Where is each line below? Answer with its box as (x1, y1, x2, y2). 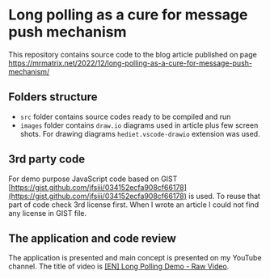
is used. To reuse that (188, 191, 261, 201)
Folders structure (8, 91, 99, 104)
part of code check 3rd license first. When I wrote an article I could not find (8, 200, 259, 209)
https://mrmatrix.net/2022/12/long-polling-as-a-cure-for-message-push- (8, 58, 253, 68)
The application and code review (8, 231, 176, 245)
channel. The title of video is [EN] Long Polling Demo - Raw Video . (8, 261, 230, 272)
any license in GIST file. (8, 208, 87, 218)
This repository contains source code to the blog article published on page (8, 49, 257, 59)
